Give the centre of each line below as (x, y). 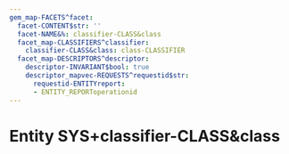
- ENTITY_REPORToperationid (85, 92)
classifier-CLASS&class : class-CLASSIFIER (105, 51)
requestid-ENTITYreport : (79, 84)
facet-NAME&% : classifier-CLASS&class (90, 34)
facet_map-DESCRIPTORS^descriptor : (83, 59)
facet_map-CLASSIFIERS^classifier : (83, 42)
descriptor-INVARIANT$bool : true (87, 68)
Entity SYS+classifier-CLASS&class (145, 136)
